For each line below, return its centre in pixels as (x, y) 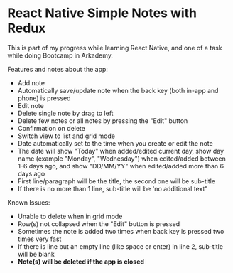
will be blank (36, 254)
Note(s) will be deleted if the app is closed (81, 262)
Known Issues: (29, 202)
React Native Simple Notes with (102, 13)
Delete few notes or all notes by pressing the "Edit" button (103, 121)
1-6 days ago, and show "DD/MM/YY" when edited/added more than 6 (121, 166)
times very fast (39, 239)
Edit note (31, 105)
